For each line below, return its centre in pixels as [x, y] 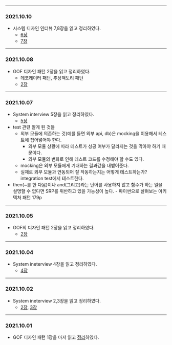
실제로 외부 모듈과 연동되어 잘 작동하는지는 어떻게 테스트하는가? [84, 171]
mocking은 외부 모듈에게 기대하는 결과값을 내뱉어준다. [74, 165]
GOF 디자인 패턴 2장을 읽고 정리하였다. [51, 71]
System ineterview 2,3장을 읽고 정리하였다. [57, 300]
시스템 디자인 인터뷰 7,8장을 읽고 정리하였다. [57, 28]
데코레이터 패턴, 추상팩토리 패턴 [52, 78]
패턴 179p [32, 197]
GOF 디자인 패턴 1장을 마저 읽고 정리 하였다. [56, 337]
